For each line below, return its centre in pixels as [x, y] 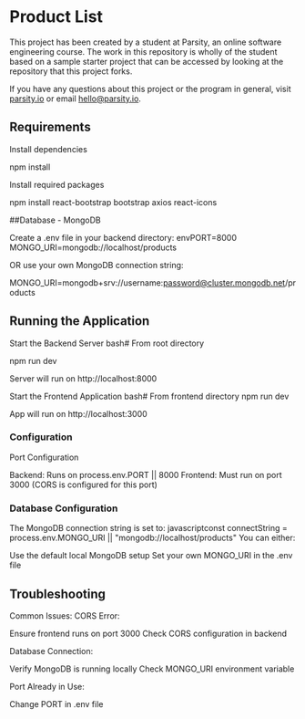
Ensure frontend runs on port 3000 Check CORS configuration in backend [148, 633]
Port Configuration [44, 457]
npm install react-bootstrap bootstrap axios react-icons [113, 202]
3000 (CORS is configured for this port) [83, 485]
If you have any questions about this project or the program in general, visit [150, 89]
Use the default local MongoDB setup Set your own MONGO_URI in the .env [151, 556]
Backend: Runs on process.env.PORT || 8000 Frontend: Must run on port [146, 474]
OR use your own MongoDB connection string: [97, 265]
